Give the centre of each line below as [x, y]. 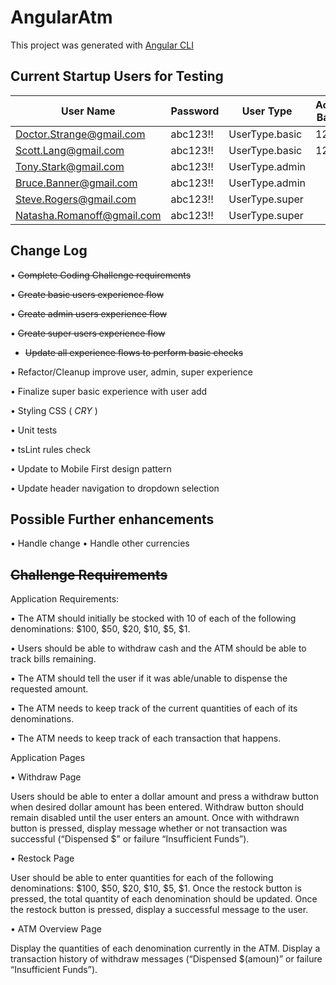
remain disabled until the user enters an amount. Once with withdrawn [155, 818]
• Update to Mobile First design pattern [91, 468]
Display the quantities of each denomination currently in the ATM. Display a [165, 948]
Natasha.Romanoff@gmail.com [88, 215]
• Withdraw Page [46, 777]
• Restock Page [42, 858]
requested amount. [49, 689]
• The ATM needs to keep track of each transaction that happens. [146, 738]
